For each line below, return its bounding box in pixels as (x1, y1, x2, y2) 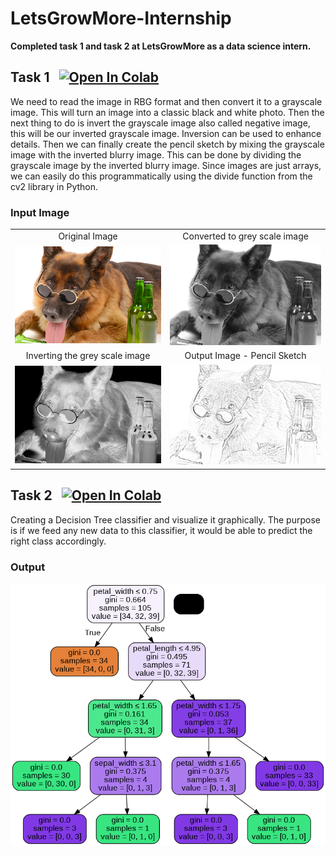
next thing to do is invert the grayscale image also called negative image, (10, 117, 311, 129)
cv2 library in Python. (10, 180, 99, 192)
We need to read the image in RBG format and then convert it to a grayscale (10, 95, 323, 107)
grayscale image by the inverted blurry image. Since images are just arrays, (10, 159, 322, 171)
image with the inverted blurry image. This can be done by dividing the (10, 148, 302, 161)
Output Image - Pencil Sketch (184, 350, 307, 362)
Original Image (58, 230, 118, 242)
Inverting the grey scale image (25, 350, 151, 362)
